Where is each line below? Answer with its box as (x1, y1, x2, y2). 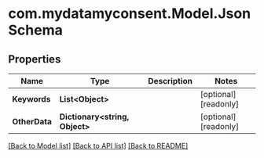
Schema (8, 21, 63, 39)
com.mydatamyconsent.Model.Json (8, 5, 251, 23)
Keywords (12, 94, 51, 104)
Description (148, 76, 193, 86)
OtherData (12, 117, 53, 127)
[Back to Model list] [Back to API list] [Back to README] (8, 142, 189, 150)
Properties (8, 52, 61, 66)
